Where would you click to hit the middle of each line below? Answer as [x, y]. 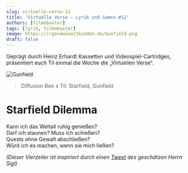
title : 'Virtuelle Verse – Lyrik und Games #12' [68, 17]
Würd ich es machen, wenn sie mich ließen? [60, 145]
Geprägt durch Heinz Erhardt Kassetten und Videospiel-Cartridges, [89, 56]
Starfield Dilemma [52, 110]
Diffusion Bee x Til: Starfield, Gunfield [67, 86]
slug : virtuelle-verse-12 [38, 12]
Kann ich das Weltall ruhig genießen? [52, 126]
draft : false [22, 39]
